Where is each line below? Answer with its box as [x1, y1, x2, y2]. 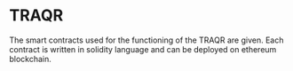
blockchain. [9, 53, 51, 64]
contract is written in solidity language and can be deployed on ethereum [9, 43, 277, 54]
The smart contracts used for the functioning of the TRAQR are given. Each [9, 35, 284, 45]
